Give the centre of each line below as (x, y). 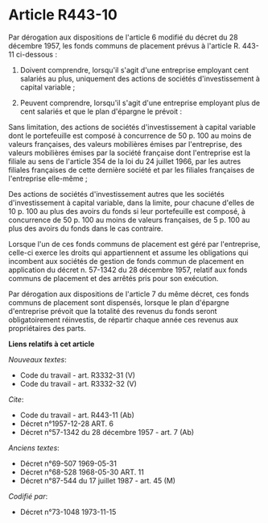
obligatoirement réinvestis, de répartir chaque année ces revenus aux (124, 320)
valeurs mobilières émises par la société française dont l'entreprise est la (130, 153)
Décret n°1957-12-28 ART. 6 (67, 423)
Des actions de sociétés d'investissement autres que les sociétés (117, 194)
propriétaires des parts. (47, 328)
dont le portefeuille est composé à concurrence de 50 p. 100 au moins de (130, 136)
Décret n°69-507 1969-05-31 (68, 463)
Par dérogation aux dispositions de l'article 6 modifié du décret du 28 (124, 37)
